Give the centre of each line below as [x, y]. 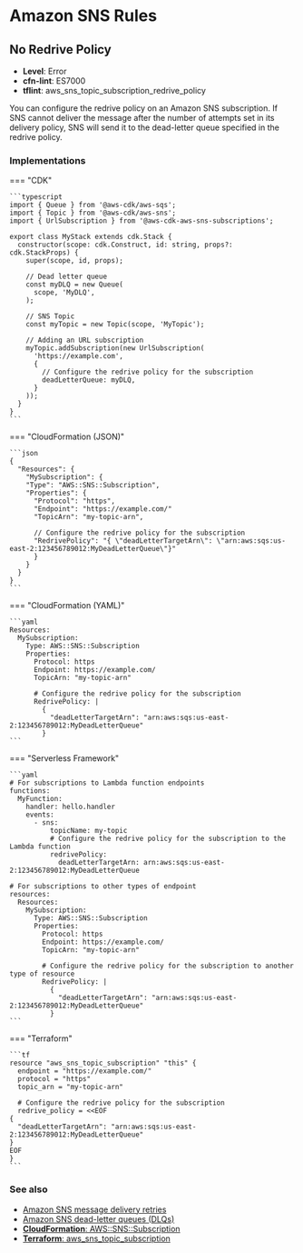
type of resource [42, 974]
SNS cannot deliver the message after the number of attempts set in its [142, 118]
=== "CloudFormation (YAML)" [67, 606]
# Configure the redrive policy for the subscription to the [167, 839]
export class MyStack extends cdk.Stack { [91, 237]
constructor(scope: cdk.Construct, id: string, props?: [125, 245]
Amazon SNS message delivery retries [94, 1209]
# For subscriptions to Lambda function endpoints [107, 783]
